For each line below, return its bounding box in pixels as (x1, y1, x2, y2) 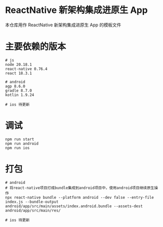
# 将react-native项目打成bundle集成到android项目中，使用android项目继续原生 (5, 185, 155, 190)
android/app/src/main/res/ (5, 208, 61, 213)
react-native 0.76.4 (5, 66, 48, 71)
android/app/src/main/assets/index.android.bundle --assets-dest (5, 204, 143, 209)
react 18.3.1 (5, 70, 32, 76)
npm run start (5, 137, 35, 142)
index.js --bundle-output (5, 199, 58, 204)
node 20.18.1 (5, 62, 32, 67)
